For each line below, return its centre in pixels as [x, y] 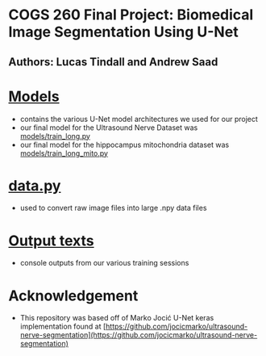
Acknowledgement [73, 295]
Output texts [51, 241]
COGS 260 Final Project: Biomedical [131, 15]
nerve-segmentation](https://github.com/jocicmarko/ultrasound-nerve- [139, 335]
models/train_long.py [55, 136]
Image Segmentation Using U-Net [124, 32]
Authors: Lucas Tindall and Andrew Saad [113, 62]
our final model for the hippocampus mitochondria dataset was [125, 144]
